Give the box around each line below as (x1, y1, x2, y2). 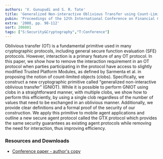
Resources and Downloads (5, 137, 69, 144)
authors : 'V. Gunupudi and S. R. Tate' (5, 7, 86, 12)
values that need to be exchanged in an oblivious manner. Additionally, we (5, 100, 153, 105)
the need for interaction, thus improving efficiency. (5, 126, 106, 131)
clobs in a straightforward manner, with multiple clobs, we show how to (5, 89, 147, 95)
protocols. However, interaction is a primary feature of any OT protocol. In (5, 53, 153, 59)
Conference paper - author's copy (12, 148, 81, 154)
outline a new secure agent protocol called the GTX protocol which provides (5, 115, 157, 121)
